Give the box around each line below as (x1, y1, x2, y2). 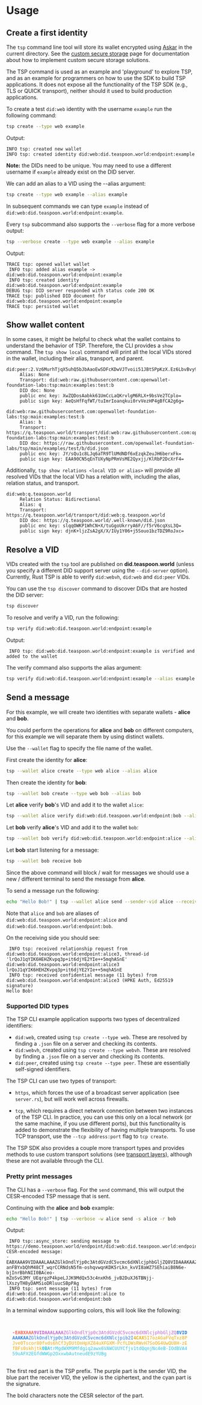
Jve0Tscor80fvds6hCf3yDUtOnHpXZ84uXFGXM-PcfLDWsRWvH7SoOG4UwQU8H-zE (12, 1341, 188, 1347)
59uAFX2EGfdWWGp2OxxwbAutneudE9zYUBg (12, 1351, 107, 1357)
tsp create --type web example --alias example (6, 191, 128, 198)
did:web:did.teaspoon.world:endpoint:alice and (6, 916, 128, 923)
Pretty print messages (6, 1172, 73, 1181)
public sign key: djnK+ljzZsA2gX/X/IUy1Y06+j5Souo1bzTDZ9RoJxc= (19, 528, 185, 534)
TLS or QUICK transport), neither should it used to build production (6, 87, 173, 94)
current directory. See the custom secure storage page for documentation (6, 50, 190, 57)
